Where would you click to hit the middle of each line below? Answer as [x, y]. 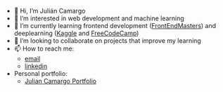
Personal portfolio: [41, 73]
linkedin [36, 66]
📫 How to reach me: [44, 48]
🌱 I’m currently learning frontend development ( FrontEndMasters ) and [115, 26]
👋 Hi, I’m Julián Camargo [50, 11]
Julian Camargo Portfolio [60, 81]
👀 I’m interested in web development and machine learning [99, 18]
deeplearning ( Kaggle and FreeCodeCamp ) [76, 33]
